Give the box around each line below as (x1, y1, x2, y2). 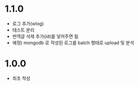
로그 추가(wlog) (12, 20, 44, 26)
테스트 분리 (12, 26, 35, 33)
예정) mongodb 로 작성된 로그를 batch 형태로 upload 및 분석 (12, 39, 134, 46)
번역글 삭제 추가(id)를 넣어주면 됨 (12, 33, 79, 39)
